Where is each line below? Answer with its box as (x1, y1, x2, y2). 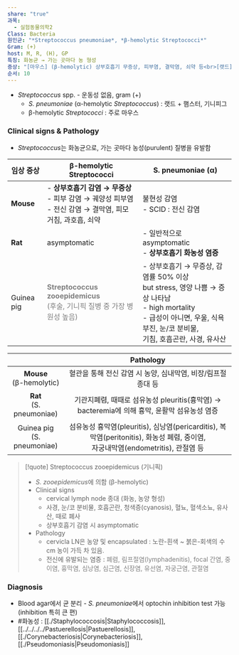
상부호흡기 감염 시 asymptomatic (46, 521, 139, 529)
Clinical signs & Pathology (7, 126, 100, 136)
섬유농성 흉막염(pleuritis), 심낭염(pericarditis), (69, 421, 218, 431)
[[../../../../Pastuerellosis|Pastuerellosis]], (17, 625, 136, 634)
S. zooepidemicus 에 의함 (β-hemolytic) (35, 477, 149, 486)
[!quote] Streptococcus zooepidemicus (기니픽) (24, 462, 164, 471)
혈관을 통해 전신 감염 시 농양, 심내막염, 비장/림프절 (68, 368, 227, 378)
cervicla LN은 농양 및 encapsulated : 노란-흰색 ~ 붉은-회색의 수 (46, 537, 225, 545)
